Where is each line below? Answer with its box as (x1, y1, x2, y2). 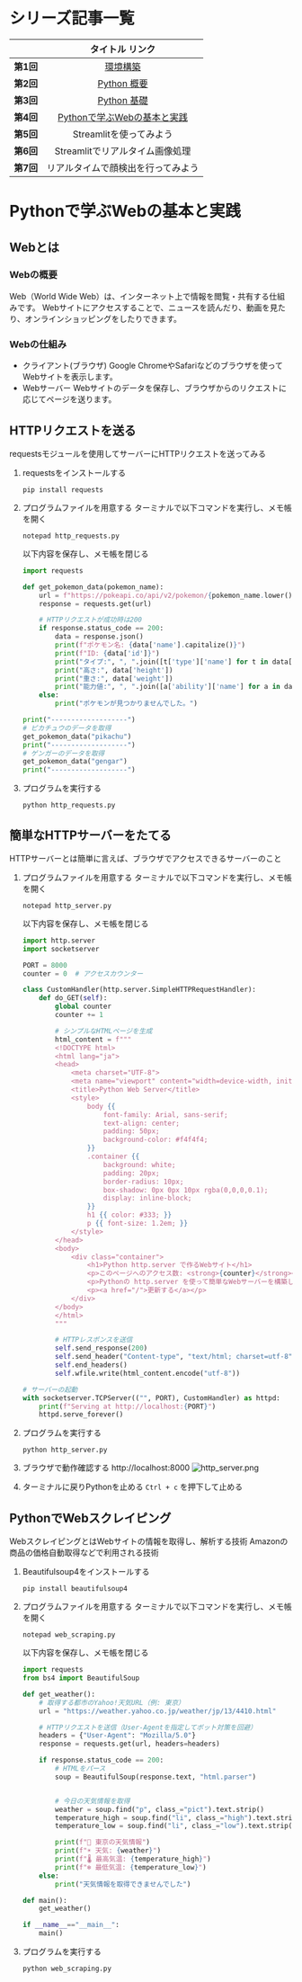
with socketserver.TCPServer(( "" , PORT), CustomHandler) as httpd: (22, 1393, 281, 1403)
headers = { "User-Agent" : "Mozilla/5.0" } (39, 1731, 196, 1740)
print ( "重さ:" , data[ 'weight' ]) (55, 674, 173, 683)
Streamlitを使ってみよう (72, 128, 173, 140)
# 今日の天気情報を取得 (55, 1796, 130, 1806)
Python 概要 (97, 77, 148, 90)
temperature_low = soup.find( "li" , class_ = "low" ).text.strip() (55, 1822, 297, 1831)
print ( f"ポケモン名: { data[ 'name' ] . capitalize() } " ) (55, 640, 245, 650)
